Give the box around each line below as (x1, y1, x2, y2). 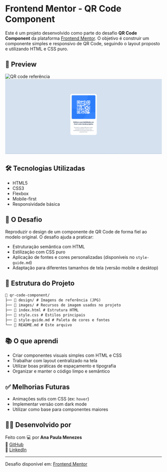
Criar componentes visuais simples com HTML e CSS (12, 352, 122, 358)
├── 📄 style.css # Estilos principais (5, 313, 85, 318)
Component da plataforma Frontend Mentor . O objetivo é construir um (5, 35, 150, 41)
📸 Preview (5, 60, 37, 69)
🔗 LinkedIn (5, 447, 27, 453)
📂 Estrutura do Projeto (5, 279, 75, 287)
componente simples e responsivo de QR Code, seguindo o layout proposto (5, 40, 160, 46)
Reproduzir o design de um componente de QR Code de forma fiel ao (5, 229, 148, 235)
